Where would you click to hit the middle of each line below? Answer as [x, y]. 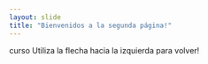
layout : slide [35, 17]
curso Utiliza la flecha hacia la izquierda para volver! [104, 50]
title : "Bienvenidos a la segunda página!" [91, 25]
